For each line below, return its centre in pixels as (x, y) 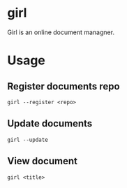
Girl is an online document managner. (61, 32)
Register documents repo (63, 86)
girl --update (28, 140)
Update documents (50, 124)
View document (43, 161)
